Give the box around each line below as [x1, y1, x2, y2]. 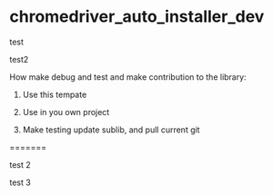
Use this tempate [22, 89, 87, 100]
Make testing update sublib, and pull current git [22, 124, 200, 135]
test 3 [9, 177, 32, 188]
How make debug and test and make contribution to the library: [9, 71, 248, 83]
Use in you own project [22, 106, 110, 117]
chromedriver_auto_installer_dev [9, 6, 265, 27]
